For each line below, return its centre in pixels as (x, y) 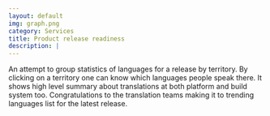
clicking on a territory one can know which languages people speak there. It (135, 78)
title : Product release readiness (67, 39)
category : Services (41, 31)
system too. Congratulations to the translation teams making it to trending (131, 95)
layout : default (36, 16)
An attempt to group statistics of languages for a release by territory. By (129, 69)
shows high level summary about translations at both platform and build (128, 87)
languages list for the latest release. (68, 104)
